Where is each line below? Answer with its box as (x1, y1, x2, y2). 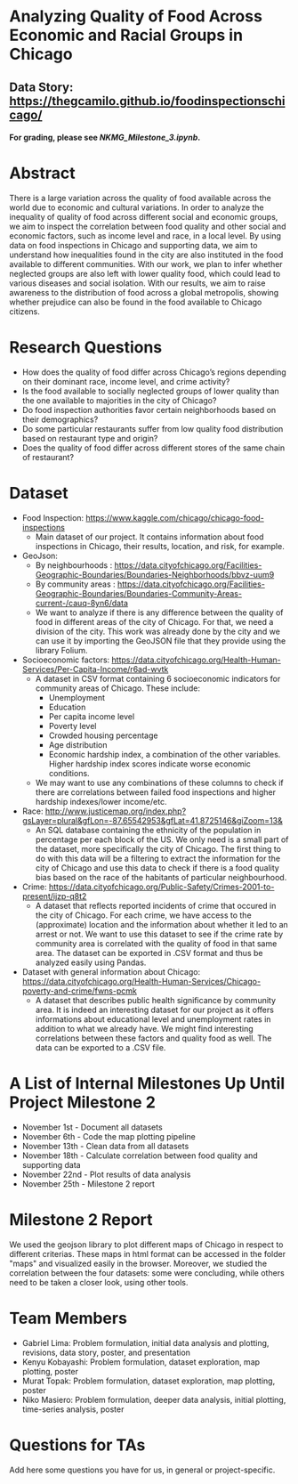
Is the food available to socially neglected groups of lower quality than (21, 385, 280, 397)
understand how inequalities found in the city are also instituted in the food (9, 249, 284, 260)
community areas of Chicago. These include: (35, 683, 200, 693)
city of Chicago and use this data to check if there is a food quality (35, 862, 280, 873)
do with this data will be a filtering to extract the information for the (35, 853, 281, 864)
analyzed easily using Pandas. (35, 957, 147, 968)
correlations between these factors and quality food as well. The (35, 1033, 272, 1043)
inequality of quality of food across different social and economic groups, (9, 212, 278, 223)
